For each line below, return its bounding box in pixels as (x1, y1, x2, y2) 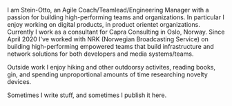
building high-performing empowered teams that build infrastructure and (7, 43, 214, 50)
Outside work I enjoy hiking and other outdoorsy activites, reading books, (7, 63, 216, 71)
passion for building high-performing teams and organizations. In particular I (7, 13, 224, 21)
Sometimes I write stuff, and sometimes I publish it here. (7, 91, 167, 99)
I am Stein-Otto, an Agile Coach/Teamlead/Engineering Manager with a (7, 6, 209, 14)
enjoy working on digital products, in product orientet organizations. (7, 21, 200, 28)
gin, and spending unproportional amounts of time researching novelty (7, 70, 209, 78)
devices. (7, 78, 32, 85)
